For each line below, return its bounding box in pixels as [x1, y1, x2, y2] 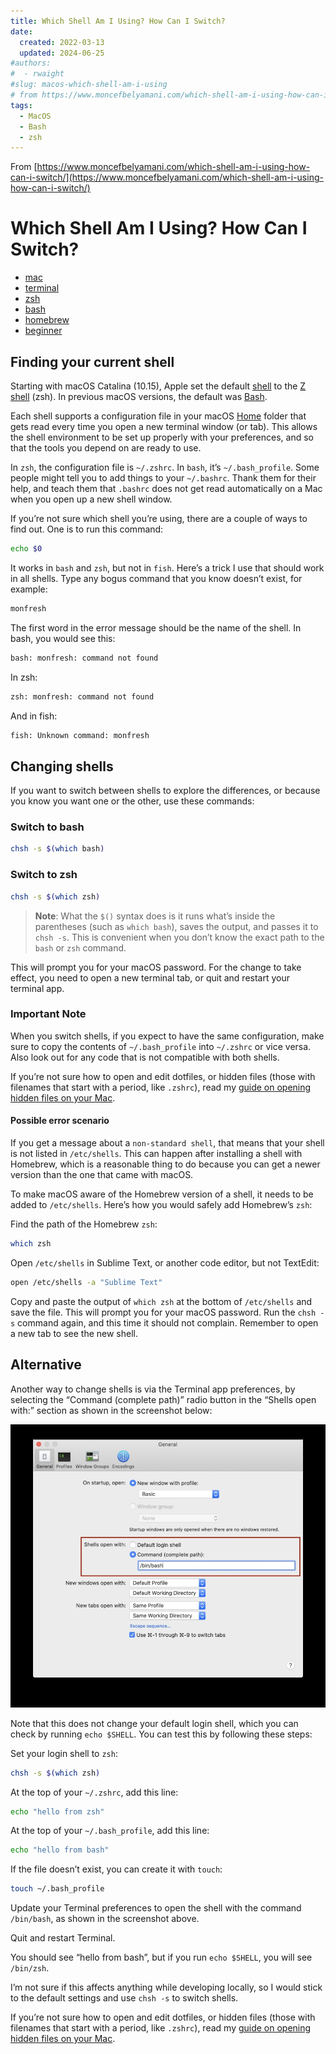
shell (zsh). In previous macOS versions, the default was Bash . [10, 391, 268, 402]
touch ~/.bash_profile [10, 1884, 105, 1894]
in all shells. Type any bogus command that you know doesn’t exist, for [10, 572, 303, 584]
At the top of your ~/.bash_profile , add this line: [10, 1825, 210, 1837]
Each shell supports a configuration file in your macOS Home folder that [10, 410, 307, 422]
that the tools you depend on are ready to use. [10, 442, 202, 454]
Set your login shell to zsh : [10, 1747, 118, 1759]
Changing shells [10, 758, 114, 775]
